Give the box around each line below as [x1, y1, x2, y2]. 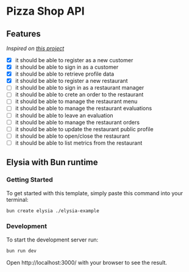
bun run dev [6, 248, 37, 254]
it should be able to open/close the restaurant [15, 132, 130, 140]
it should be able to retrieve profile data [15, 70, 115, 77]
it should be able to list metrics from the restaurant [15, 139, 143, 146]
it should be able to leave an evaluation [15, 112, 114, 119]
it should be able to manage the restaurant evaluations [15, 105, 152, 112]
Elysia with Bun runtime [6, 157, 99, 168]
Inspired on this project [6, 45, 65, 52]
